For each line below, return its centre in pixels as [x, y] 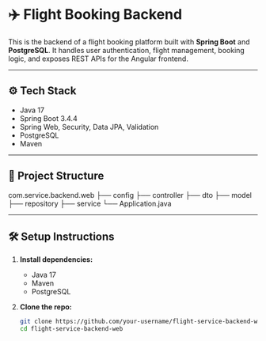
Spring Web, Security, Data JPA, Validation [89, 127]
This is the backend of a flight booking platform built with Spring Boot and [129, 42]
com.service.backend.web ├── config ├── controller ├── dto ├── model [130, 195]
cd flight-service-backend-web [71, 329]
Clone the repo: [46, 307]
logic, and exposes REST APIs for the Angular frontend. [98, 59]
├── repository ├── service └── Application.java [90, 203]
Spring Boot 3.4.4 [48, 118]
